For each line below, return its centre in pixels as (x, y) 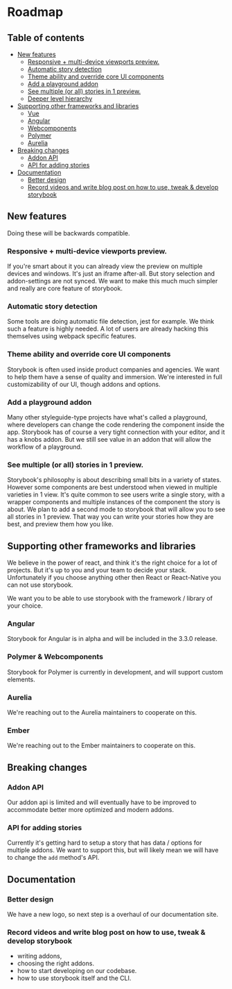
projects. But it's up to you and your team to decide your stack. (97, 570)
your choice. (25, 606)
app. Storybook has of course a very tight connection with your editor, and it (116, 432)
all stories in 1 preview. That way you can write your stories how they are (110, 517)
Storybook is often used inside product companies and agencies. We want (113, 369)
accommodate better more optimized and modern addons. (91, 809)
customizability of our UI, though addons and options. (84, 384)
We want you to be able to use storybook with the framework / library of (110, 599)
